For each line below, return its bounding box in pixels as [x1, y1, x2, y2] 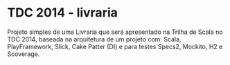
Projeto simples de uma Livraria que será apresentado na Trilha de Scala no [7, 28, 223, 36]
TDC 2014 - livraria [7, 5, 118, 21]
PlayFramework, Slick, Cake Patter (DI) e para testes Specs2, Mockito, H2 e [7, 42, 223, 50]
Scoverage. [7, 50, 40, 58]
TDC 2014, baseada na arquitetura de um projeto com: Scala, [7, 35, 182, 43]
